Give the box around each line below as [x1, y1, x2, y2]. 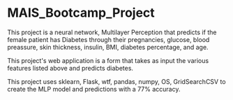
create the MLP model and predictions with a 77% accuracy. [7, 85, 181, 93]
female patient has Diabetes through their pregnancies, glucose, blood [7, 35, 210, 43]
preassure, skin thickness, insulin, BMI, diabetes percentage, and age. [7, 43, 209, 51]
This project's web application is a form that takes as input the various [7, 56, 209, 64]
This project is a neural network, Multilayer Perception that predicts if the [7, 28, 217, 36]
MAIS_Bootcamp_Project [7, 5, 155, 21]
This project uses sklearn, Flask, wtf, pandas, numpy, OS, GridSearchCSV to [7, 77, 226, 85]
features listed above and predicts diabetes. [7, 64, 134, 72]
